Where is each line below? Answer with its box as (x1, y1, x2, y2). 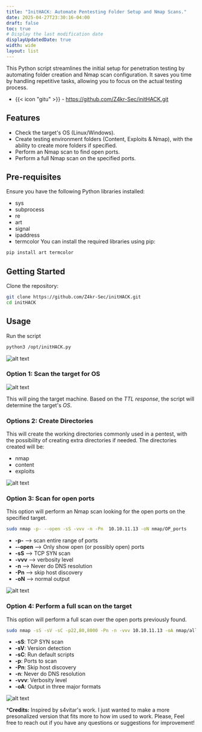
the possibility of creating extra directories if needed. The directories (6, 437, 177, 444)
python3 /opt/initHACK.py (6, 344, 71, 350)
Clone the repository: (6, 283, 59, 290)
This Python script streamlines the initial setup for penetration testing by (6, 64, 185, 72)
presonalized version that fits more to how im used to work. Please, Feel (6, 713, 185, 720)
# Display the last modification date (6, 31, 103, 37)
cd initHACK (6, 299, 36, 305)
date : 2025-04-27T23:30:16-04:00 (6, 14, 90, 20)
